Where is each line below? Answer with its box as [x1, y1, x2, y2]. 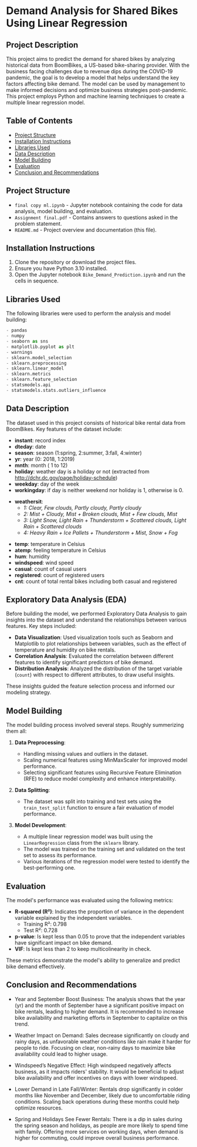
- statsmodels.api [6, 382, 51, 388]
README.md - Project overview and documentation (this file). [14, 226, 157, 233]
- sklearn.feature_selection [6, 377, 77, 383]
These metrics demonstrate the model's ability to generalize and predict [6, 957, 181, 964]
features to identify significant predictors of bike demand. [14, 659, 154, 666]
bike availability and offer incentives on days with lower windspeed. [14, 1074, 178, 1081]
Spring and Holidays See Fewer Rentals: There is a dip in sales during [14, 1115, 183, 1122]
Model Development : [14, 822, 67, 829]
